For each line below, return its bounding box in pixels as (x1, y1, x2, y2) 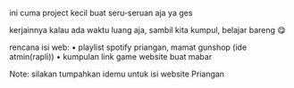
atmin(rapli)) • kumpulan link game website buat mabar (9, 52, 213, 61)
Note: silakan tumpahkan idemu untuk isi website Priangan (9, 68, 225, 79)
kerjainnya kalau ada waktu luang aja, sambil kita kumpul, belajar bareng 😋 (9, 25, 286, 35)
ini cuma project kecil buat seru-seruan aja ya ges (9, 8, 193, 18)
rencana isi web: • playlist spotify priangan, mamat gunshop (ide (9, 42, 248, 52)
